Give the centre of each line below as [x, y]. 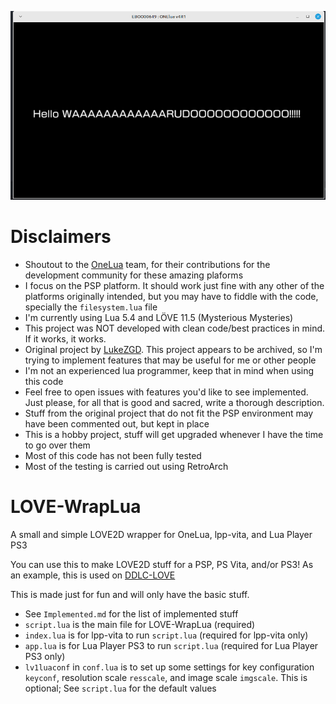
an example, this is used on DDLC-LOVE [93, 575]
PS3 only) [45, 657]
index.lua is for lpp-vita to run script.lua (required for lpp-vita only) [166, 635]
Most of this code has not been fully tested [113, 456]
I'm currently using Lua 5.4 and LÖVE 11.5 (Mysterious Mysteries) [159, 318]
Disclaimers [61, 237]
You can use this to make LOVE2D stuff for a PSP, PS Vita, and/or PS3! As [162, 565]
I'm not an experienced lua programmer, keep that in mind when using [169, 371]
